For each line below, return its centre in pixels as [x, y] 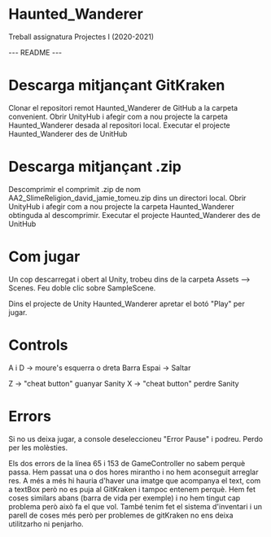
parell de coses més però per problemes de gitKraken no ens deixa [121, 515]
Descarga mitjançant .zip [95, 167]
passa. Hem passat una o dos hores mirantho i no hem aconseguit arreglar [133, 472]
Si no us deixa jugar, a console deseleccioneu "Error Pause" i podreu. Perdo [135, 439]
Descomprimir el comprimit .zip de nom [74, 189]
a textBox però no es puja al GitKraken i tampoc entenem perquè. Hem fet [132, 489]
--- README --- [35, 52]
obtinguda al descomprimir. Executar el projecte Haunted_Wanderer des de [134, 215]
